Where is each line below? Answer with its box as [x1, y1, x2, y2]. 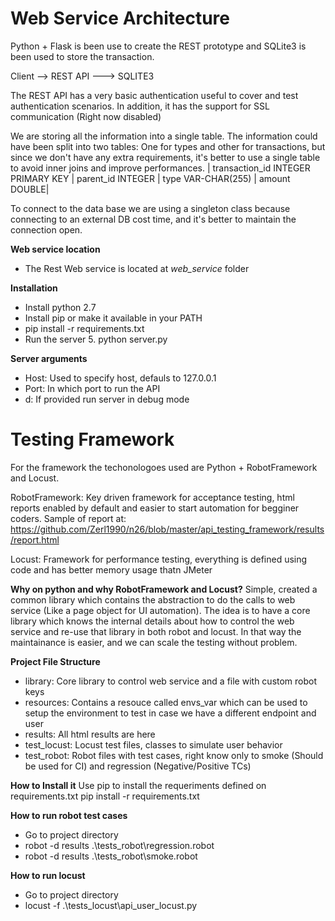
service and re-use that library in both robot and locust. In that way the [10, 625, 302, 637]
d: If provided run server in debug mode [24, 393, 190, 405]
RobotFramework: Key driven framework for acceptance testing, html [10, 491, 295, 503]
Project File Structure [10, 655, 101, 667]
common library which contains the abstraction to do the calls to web [10, 593, 296, 606]
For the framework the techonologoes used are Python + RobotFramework [10, 461, 318, 473]
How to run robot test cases [10, 809, 128, 821]
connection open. [10, 223, 83, 236]
